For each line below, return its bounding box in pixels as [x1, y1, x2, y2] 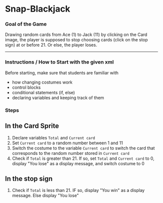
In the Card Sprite [5, 122, 59, 130]
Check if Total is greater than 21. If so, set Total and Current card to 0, [12, 155, 155, 161]
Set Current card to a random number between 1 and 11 [12, 140, 123, 146]
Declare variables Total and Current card [12, 135, 96, 140]
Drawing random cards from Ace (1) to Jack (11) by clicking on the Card [5, 32, 147, 37]
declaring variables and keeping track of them [12, 95, 104, 101]
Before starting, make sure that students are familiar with [5, 69, 119, 76]
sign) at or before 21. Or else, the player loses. [5, 42, 98, 48]
